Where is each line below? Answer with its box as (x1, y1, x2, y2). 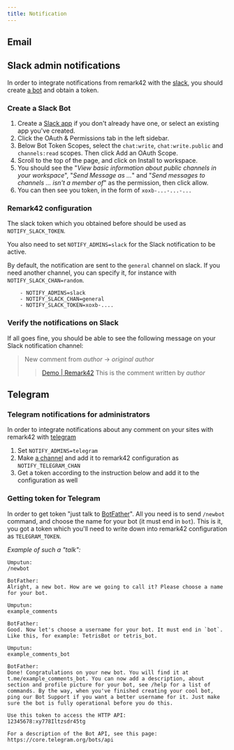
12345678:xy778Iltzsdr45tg (7, 718, 86, 725)
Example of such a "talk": (7, 545, 81, 554)
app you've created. (17, 127, 75, 135)
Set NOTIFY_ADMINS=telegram (17, 447, 98, 455)
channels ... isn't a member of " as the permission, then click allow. (17, 179, 209, 187)
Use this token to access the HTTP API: (7, 712, 127, 719)
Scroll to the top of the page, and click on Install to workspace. (17, 157, 198, 165)
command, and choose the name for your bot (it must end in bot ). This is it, (7, 517, 223, 525)
